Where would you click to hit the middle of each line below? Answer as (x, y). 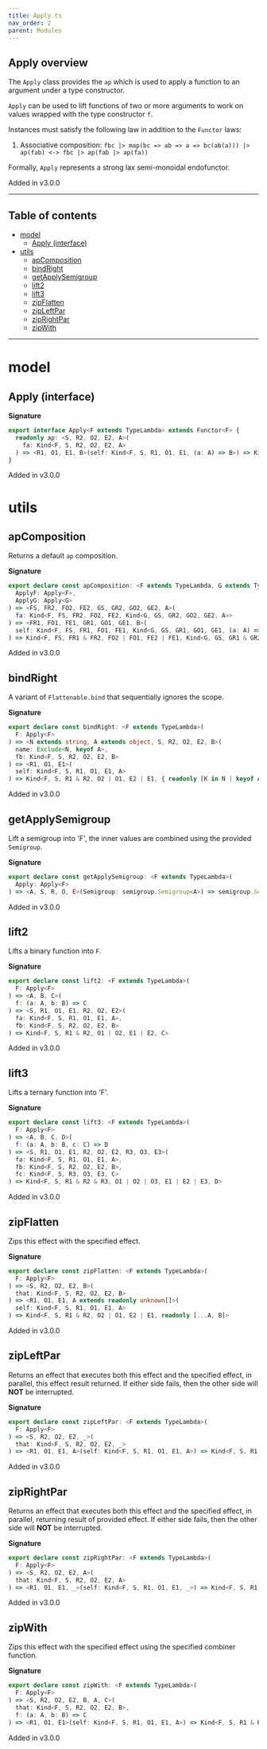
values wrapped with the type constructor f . (81, 114)
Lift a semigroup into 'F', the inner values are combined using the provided (130, 838)
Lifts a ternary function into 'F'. (58, 1093)
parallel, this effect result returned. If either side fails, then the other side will (133, 1383)
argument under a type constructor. (67, 90)
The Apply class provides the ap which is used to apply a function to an (124, 82)
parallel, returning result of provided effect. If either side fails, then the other (133, 1520)
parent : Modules (35, 30)
